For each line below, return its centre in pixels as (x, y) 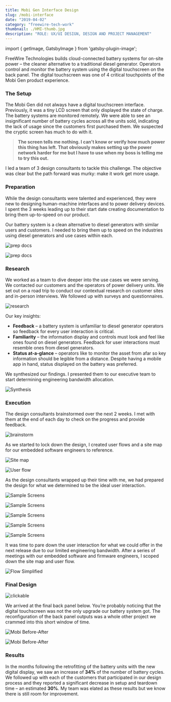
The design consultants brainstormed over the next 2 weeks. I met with (80, 414)
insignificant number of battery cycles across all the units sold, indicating (82, 121)
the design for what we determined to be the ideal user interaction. (76, 485)
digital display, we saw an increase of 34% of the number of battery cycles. (85, 672)
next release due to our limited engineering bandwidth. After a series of (80, 551)
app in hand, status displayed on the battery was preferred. (75, 364)
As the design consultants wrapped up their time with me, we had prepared (84, 480)
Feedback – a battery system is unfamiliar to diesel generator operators (88, 326)
